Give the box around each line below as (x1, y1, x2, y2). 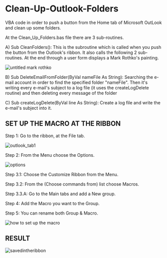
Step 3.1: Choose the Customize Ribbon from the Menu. (5, 171, 118, 177)
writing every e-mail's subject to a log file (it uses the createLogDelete (5, 84, 149, 90)
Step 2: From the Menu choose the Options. (5, 152, 95, 158)
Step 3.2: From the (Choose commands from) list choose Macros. (5, 181, 139, 187)
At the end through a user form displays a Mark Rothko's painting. (24, 54, 159, 60)
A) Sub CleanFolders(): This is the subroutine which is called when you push (5, 44, 162, 50)
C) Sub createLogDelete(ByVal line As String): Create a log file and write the (5, 99, 161, 105)
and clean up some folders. (5, 24, 61, 30)
